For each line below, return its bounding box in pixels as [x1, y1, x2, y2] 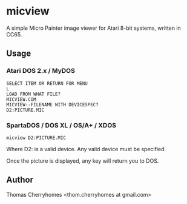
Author [6, 175, 33, 185]
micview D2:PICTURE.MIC [6, 135, 67, 141]
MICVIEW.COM [6, 96, 36, 103]
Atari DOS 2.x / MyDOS [6, 67, 76, 75]
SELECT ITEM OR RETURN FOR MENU [6, 80, 88, 86]
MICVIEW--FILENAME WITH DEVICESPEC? [6, 101, 99, 107]
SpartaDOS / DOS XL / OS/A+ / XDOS [6, 121, 117, 129]
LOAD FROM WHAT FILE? [6, 91, 61, 97]
